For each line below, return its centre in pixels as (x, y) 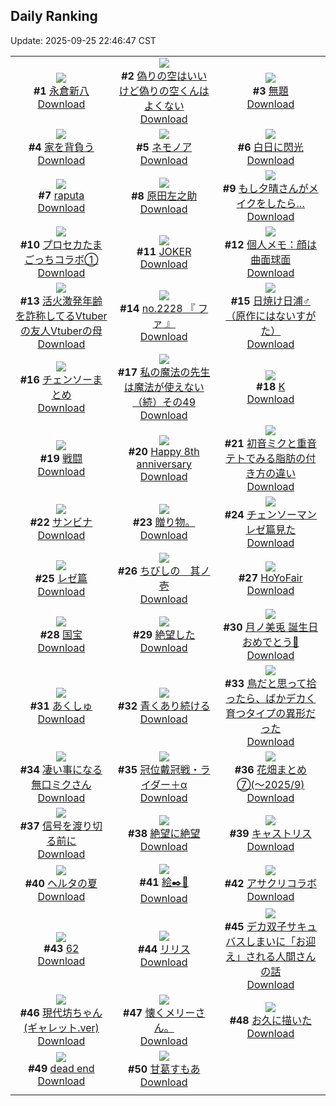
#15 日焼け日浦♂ (271, 301)
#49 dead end (61, 1068)
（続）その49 (164, 402)
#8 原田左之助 (164, 196)
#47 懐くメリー (159, 1012)
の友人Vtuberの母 (61, 331)
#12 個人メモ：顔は (271, 244)
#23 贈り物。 (164, 522)
